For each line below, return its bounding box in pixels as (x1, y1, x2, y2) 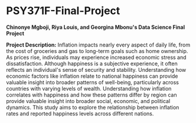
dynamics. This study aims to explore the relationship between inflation (6, 104, 179, 111)
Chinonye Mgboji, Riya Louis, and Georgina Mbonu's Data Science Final (6, 24, 185, 31)
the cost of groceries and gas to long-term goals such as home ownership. (6, 47, 188, 54)
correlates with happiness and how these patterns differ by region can (6, 91, 177, 98)
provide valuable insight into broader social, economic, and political (6, 97, 171, 104)
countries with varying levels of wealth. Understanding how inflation (6, 85, 172, 92)
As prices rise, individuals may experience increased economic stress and (6, 54, 187, 61)
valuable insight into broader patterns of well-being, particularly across (6, 78, 179, 86)
